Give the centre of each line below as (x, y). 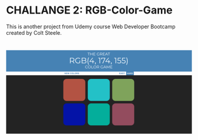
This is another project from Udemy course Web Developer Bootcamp (91, 26)
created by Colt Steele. (34, 32)
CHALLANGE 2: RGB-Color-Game (89, 10)
